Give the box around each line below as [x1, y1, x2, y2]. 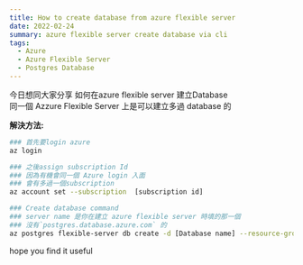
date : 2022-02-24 [9, 22, 75, 31]
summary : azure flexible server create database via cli [9, 30, 228, 39]
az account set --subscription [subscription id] [9, 187, 204, 196]
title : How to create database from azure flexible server [9, 13, 236, 23]
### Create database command [9, 204, 119, 213]
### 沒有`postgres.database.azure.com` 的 [9, 220, 168, 230]
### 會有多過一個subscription [9, 179, 115, 188]
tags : [9, 38, 30, 48]
